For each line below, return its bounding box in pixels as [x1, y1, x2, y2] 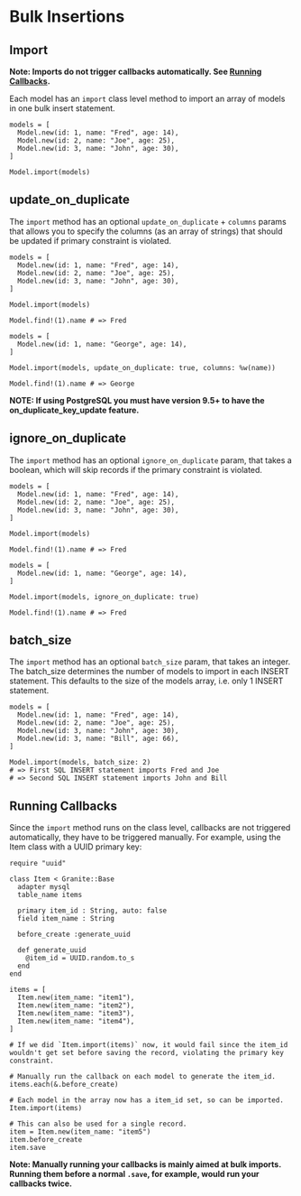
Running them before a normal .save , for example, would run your [9, 1169, 260, 1180]
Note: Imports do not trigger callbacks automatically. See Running [9, 66, 262, 77]
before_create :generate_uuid [17, 930, 131, 940]
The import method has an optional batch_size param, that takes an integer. [9, 656, 291, 667]
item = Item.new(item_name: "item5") [9, 1127, 151, 1136]
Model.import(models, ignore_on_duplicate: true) [9, 592, 200, 601]
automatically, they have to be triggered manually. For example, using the [9, 832, 281, 843]
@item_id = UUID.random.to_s [25, 954, 135, 963]
